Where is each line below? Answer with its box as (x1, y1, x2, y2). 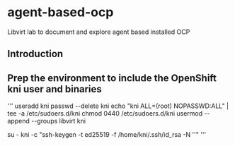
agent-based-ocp (7, 4, 114, 20)
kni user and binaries (7, 83, 103, 95)
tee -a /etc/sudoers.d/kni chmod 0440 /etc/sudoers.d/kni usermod (7, 109, 203, 118)
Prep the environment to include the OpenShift (7, 72, 217, 84)
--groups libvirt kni (30, 117, 86, 126)
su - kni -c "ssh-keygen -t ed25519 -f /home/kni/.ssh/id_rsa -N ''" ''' (7, 130, 207, 139)
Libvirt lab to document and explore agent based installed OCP (7, 28, 190, 36)
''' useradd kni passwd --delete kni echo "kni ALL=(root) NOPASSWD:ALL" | (7, 102, 229, 110)
